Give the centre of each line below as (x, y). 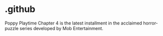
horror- (150, 23)
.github (20, 9)
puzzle (11, 28)
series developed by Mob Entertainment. (61, 28)
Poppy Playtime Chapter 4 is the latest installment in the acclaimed (73, 23)
